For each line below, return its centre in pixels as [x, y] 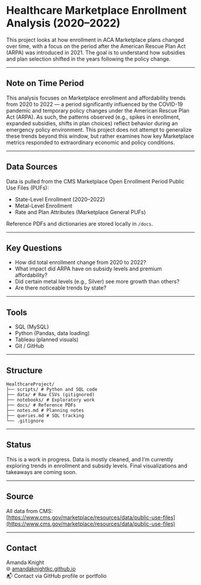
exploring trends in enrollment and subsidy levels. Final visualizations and [97, 466]
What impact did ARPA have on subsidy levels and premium [88, 269]
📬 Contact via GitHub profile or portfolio [57, 576]
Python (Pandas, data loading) [52, 333]
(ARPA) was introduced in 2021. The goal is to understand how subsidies [96, 52]
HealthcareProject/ [31, 384]
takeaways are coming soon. [42, 472]
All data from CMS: [29, 511]
